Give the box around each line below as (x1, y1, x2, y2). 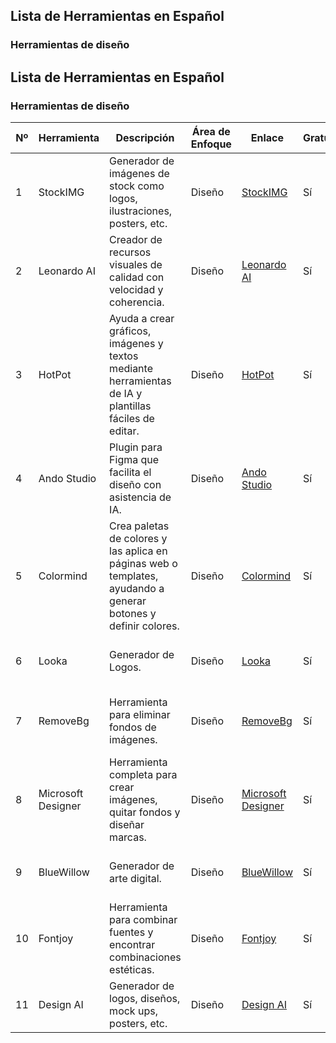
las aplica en (109, 544, 168, 558)
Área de (191, 125, 231, 138)
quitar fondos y (109, 805, 181, 819)
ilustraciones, (109, 204, 173, 218)
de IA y (109, 387, 143, 400)
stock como (109, 179, 165, 193)
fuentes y (109, 925, 154, 939)
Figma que (109, 453, 160, 466)
